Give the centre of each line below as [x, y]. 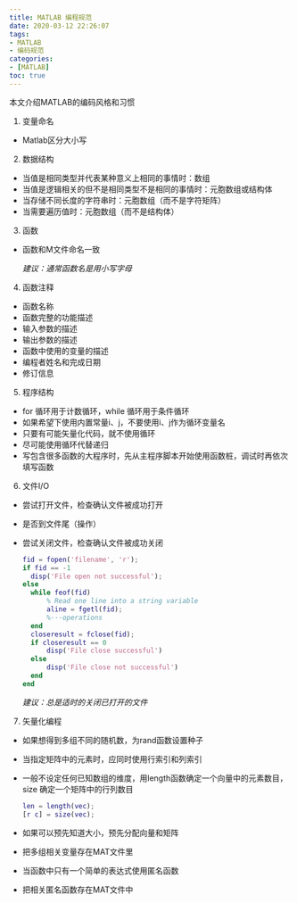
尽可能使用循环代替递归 [65, 444]
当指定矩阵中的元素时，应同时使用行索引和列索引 [112, 758]
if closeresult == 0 [69, 642]
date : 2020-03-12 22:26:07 [59, 26]
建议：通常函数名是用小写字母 [77, 268]
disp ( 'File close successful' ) [104, 651]
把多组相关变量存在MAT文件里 [78, 851]
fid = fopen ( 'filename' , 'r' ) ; [80, 559]
